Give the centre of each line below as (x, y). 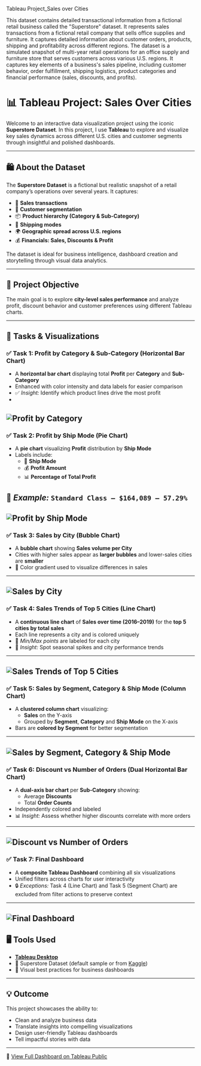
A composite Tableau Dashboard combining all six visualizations (95, 872)
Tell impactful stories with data (53, 1039)
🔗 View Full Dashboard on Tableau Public (57, 1056)
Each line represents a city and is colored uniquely (77, 634)
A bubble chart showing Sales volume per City (74, 548)
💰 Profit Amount (45, 468)
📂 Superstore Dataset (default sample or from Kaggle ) (81, 963)
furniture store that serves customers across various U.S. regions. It (90, 58)
